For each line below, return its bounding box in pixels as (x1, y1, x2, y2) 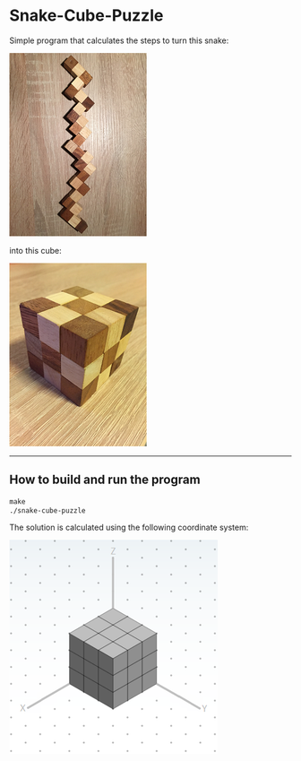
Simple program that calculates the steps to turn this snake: (9, 35, 229, 46)
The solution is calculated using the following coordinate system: (9, 522, 249, 532)
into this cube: (9, 245, 63, 255)
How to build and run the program (9, 472, 201, 488)
